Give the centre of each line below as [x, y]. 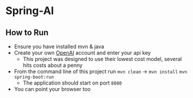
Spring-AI [30, 11]
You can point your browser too [52, 89]
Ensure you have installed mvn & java [59, 46]
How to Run [27, 33]
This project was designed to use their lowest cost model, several [102, 59]
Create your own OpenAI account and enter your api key [82, 53]
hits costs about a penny [53, 65]
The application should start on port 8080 [72, 83]
